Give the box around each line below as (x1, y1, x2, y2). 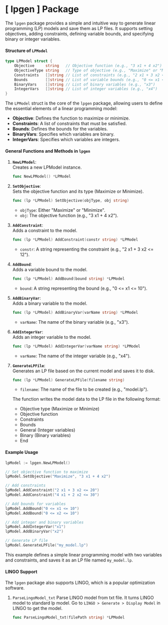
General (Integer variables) (19, 427, 75, 433)
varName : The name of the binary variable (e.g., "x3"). (19, 319, 129, 325)
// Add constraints (5, 483, 46, 488)
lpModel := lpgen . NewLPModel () (5, 460, 70, 465)
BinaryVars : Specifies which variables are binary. (12, 131, 115, 137)
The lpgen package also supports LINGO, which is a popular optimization (5, 579, 155, 586)
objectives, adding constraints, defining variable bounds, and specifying (5, 31, 154, 37)
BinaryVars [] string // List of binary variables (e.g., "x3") (14, 82, 155, 87)
